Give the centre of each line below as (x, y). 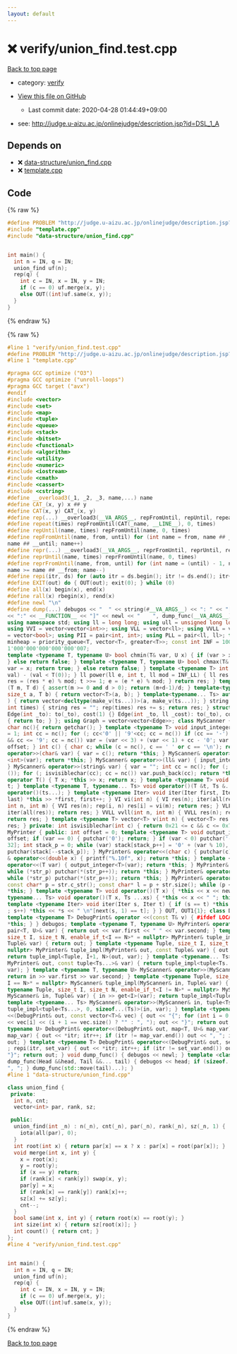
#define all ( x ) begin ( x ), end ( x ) (56, 590)
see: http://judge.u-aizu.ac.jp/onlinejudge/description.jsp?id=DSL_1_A (119, 123)
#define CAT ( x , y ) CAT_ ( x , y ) (52, 511)
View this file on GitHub (52, 96)
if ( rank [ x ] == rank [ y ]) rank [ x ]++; (74, 1192)
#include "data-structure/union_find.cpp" (71, 236)
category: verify (41, 83)
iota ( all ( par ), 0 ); (49, 1133)
